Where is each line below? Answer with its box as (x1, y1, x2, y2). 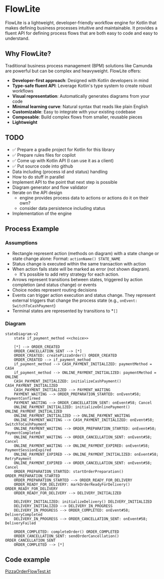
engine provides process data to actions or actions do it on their (19, 195, 149, 201)
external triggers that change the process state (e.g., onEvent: (12, 297, 138, 303)
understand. (5, 35, 30, 41)
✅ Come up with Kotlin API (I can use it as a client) (12, 157, 114, 163)
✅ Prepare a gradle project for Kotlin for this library (12, 146, 115, 152)
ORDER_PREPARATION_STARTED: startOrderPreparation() (14, 469, 124, 474)
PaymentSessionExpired (5, 447, 51, 453)
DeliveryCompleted (5, 512, 43, 517)
